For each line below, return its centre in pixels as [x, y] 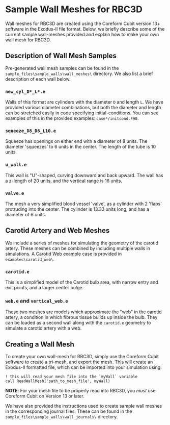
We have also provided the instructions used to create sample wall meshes [84, 406]
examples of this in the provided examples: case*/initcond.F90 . [72, 118]
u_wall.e [16, 165]
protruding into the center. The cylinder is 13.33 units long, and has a [77, 209]
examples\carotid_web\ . [30, 259]
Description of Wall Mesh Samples [61, 56]
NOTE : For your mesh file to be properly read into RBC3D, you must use [80, 391]
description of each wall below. [38, 79]
